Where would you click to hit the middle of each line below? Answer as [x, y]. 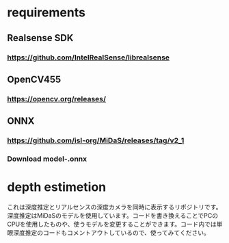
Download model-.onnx [47, 159]
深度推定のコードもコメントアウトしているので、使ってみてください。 [111, 232]
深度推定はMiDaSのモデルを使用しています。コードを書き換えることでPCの [113, 215]
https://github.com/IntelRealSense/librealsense [88, 57]
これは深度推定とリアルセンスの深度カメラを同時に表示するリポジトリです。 [114, 207]
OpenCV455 [34, 79]
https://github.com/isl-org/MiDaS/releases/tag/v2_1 [96, 140]
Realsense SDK [40, 38]
